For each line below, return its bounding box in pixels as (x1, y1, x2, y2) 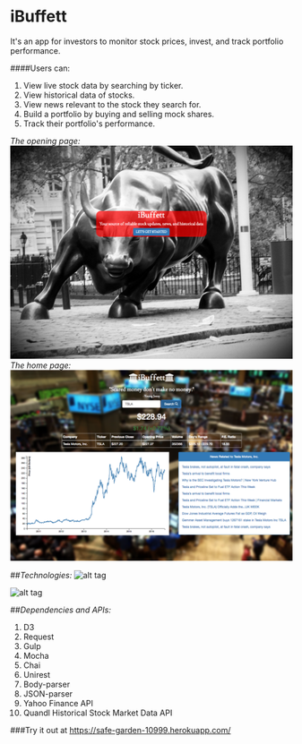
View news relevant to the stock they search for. (22, 98, 202, 109)
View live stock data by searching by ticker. (22, 80, 184, 90)
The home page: (10, 360, 72, 371)
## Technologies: (10, 569, 73, 580)
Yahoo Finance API (22, 697, 93, 708)
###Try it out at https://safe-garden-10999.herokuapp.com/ (10, 724, 231, 735)
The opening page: (10, 135, 81, 146)
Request (22, 631, 55, 642)
